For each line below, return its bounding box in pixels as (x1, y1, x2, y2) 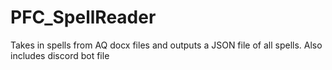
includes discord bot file (10, 49, 110, 61)
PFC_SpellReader (10, 6, 157, 29)
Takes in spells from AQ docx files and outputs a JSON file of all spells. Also (10, 39, 323, 51)
